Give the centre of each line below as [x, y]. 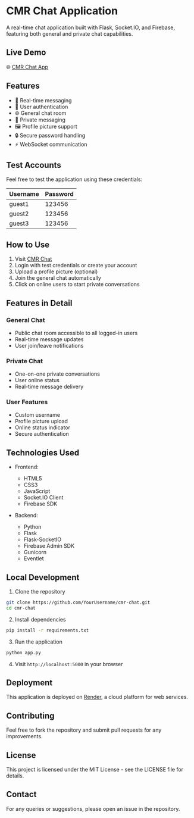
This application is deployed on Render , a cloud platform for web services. [97, 697]
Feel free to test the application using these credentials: [74, 179]
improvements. [24, 736]
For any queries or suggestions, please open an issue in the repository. [93, 808]
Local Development [43, 577]
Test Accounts [34, 165]
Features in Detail [39, 303]
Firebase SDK [40, 504]
